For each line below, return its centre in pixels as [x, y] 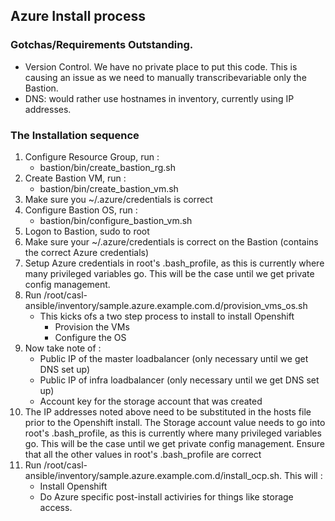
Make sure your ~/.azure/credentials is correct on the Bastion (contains [171, 241]
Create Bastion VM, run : [75, 178]
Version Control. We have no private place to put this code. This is [161, 66]
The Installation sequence [75, 135]
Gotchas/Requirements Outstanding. [102, 45]
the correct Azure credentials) [87, 252]
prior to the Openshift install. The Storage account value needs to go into [175, 422]
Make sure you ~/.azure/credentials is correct [118, 199]
